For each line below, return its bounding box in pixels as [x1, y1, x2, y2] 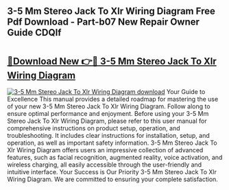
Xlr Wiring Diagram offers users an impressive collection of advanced [7, 146, 204, 154]
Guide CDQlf [7, 27, 62, 38]
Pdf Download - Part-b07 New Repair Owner [7, 16, 200, 28]
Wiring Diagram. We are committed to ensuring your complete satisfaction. [7, 175, 218, 183]
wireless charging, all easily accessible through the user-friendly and [7, 161, 202, 169]
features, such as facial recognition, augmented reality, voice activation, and [7, 154, 223, 161]
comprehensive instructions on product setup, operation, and [7, 124, 180, 132]
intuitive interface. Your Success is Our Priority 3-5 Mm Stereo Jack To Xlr [7, 168, 217, 176]
